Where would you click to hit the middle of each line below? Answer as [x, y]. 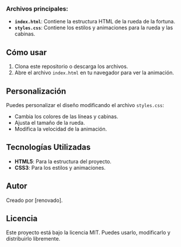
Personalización [36, 91]
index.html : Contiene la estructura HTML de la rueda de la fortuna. [95, 22]
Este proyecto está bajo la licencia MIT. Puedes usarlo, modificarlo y [88, 232]
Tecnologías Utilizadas [48, 147]
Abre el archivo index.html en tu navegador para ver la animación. [94, 73]
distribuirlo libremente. [33, 239]
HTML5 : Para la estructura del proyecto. [63, 161]
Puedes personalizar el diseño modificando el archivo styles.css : [85, 105]
